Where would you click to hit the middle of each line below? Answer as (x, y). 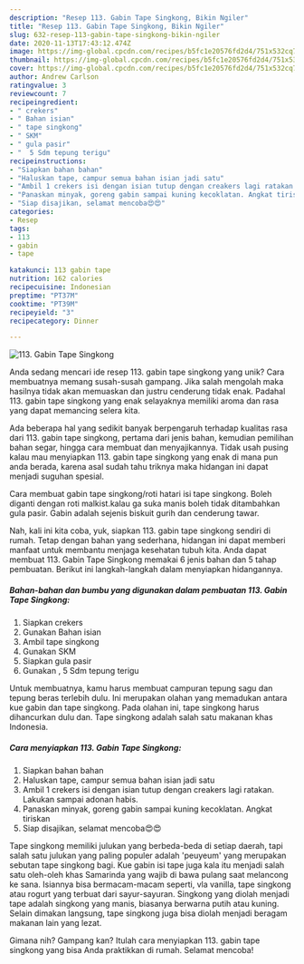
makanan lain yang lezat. (56, 923)
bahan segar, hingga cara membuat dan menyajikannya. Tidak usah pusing (149, 448)
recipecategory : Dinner (54, 321)
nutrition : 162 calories (56, 279)
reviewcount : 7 (38, 93)
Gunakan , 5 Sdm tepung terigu (81, 671)
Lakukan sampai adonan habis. (80, 800)
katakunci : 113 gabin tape (60, 270)
